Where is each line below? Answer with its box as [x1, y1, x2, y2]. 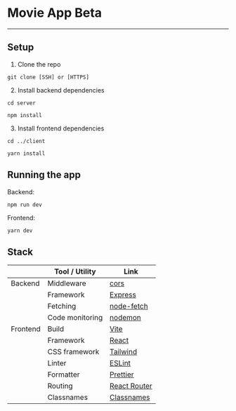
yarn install [7, 149, 46, 157]
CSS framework [47, 347, 100, 357]
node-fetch [110, 302, 149, 311]
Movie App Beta [7, 5, 103, 21]
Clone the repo [17, 60, 61, 68]
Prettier [110, 370, 135, 379]
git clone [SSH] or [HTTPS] [7, 74, 90, 81]
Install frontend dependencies [17, 124, 105, 133]
